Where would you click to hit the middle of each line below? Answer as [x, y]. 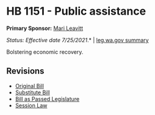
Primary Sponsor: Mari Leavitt [45, 28]
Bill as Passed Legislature [47, 98]
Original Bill [30, 86]
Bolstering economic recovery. [45, 52]
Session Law [31, 105]
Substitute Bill [32, 92]
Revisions [25, 71]
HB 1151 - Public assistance [76, 11]
